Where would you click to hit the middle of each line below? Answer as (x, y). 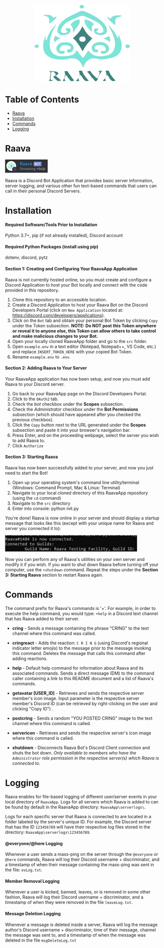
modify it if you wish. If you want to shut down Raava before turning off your (82, 565)
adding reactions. (30, 658)
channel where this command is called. (52, 724)
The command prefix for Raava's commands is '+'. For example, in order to (80, 608)
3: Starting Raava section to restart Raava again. (54, 575)
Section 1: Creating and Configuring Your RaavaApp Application (71, 269)
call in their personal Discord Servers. (43, 191)
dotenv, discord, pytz (26, 258)
